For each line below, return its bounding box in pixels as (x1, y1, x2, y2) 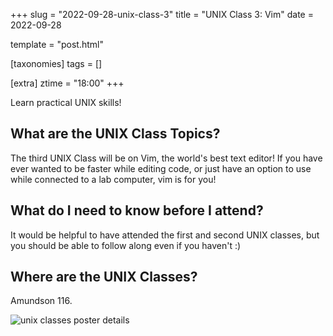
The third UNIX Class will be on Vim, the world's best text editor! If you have (10, 152, 323, 164)
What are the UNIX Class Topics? (10, 125, 221, 143)
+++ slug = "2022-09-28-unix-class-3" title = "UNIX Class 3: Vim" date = (10, 9, 314, 20)
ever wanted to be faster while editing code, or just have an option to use (10, 162, 312, 174)
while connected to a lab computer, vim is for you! (10, 173, 217, 185)
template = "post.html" (10, 39, 104, 50)
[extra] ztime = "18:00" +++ (10, 77, 125, 89)
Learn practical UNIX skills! (10, 97, 122, 108)
